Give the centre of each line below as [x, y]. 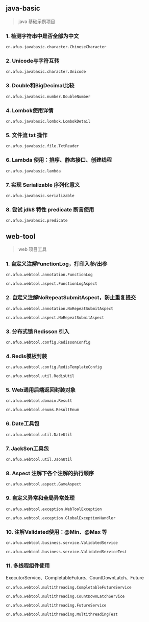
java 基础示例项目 [37, 21]
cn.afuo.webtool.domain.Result [39, 401]
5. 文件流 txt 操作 [27, 135]
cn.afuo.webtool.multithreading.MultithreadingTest [62, 615]
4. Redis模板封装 [27, 356]
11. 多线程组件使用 [28, 566]
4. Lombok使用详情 [30, 110]
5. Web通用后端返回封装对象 [41, 390]
